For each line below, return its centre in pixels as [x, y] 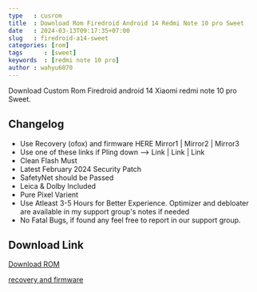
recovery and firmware [46, 280]
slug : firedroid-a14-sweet [59, 38]
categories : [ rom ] [39, 46]
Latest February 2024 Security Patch [81, 169]
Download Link [46, 245]
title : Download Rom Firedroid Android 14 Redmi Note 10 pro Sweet [127, 23]
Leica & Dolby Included [58, 186]
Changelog [36, 124]
